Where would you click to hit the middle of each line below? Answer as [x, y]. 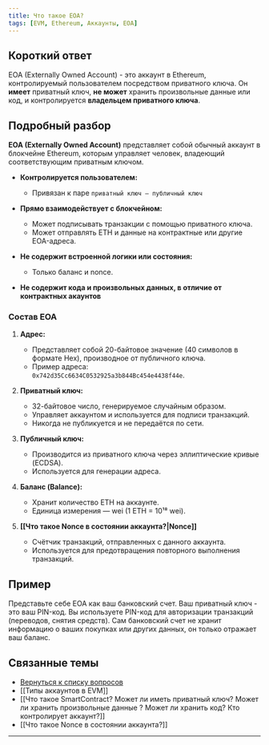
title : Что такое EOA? [46, 16]
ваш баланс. [29, 638]
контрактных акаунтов [60, 296]
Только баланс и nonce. [72, 272]
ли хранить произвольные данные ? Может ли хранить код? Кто [130, 708]
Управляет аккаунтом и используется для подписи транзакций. [141, 415]
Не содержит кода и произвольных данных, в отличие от [121, 288]
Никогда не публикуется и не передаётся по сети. [118, 423]
